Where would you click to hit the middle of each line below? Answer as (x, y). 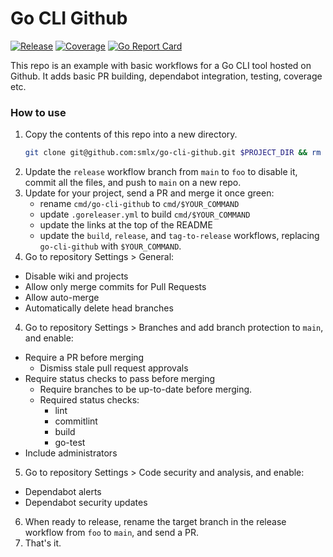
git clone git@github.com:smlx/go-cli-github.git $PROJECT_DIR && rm (173, 153)
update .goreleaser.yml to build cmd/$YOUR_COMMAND (145, 214)
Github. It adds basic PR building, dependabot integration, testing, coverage (166, 76)
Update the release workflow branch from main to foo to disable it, (161, 172)
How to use (38, 112)
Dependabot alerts (63, 492)
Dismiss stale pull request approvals (114, 368)
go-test (70, 443)
